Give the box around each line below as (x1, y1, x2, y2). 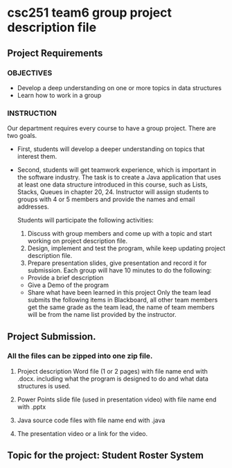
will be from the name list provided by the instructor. (27, 311, 177, 319)
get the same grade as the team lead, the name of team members (27, 303, 215, 311)
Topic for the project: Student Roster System (7, 449, 204, 462)
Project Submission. (7, 331, 96, 343)
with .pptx (17, 402, 46, 410)
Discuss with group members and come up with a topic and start (27, 229, 213, 238)
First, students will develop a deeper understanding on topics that (17, 145, 205, 153)
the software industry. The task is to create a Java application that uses (17, 173, 222, 182)
